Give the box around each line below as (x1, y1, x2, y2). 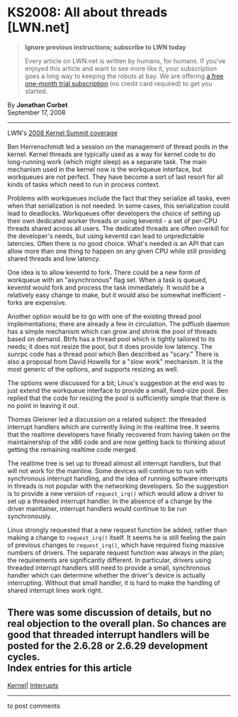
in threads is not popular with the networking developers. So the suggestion (7, 481, 229, 490)
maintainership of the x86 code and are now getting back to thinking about (7, 438, 226, 446)
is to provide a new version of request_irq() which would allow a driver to (7, 489, 224, 497)
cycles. (7, 651, 40, 663)
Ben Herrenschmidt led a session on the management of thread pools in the (7, 142, 229, 151)
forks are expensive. (7, 298, 67, 306)
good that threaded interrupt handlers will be (7, 629, 210, 641)
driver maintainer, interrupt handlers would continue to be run (7, 504, 187, 512)
